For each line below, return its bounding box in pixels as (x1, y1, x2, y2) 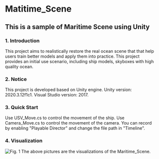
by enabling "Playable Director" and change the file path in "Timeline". (5, 125, 145, 131)
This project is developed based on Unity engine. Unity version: (5, 87, 132, 93)
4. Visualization (5, 137, 43, 144)
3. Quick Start (5, 104, 38, 111)
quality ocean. (5, 64, 34, 69)
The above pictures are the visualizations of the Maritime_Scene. (21, 148, 151, 154)
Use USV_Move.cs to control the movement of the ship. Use (5, 115, 125, 121)
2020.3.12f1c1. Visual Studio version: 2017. (5, 92, 89, 98)
